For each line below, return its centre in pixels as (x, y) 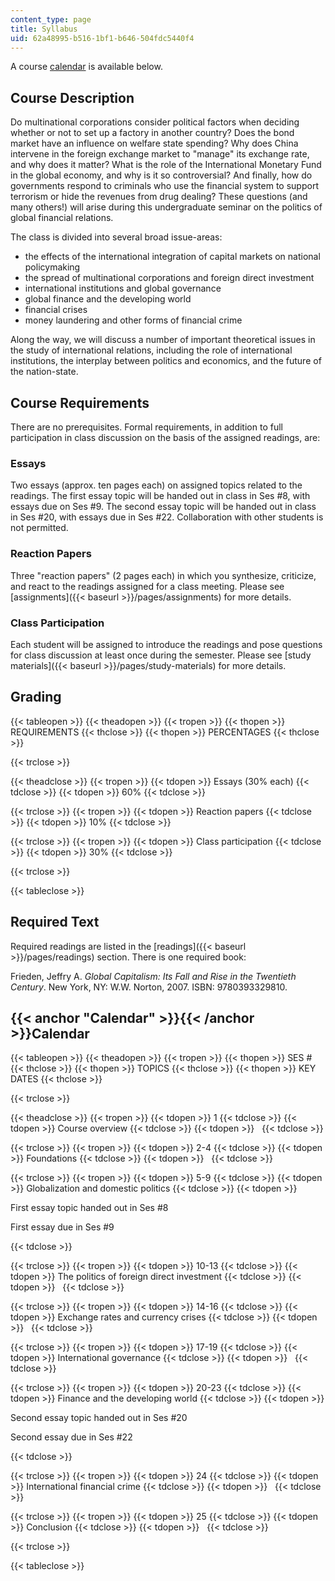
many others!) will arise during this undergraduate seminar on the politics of (166, 207)
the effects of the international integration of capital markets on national (172, 257)
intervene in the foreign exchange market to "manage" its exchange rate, (160, 154)
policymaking (52, 267)
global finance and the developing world (108, 299)
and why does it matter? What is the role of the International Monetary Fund (166, 165)
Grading (36, 697)
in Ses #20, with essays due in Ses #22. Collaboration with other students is (167, 517)
